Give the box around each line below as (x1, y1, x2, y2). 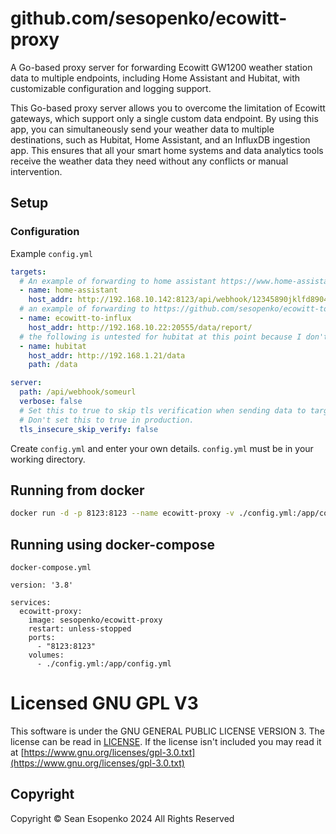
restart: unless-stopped (28, 624, 132, 634)
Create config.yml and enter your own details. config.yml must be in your (10, 442, 314, 454)
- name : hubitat (19, 341, 87, 351)
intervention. (10, 165, 63, 177)
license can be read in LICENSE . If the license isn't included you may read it (10, 735, 322, 747)
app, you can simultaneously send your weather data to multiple (10, 123, 275, 135)
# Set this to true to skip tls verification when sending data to (19, 405, 307, 416)
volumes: (28, 650, 65, 660)
